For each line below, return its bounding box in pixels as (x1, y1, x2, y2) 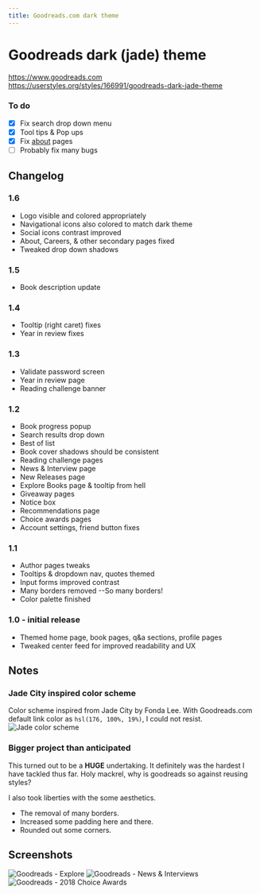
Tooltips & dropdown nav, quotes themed (19, 569, 155, 579)
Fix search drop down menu (19, 118, 112, 128)
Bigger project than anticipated (8, 742, 131, 753)
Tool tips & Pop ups (19, 127, 83, 137)
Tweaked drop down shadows (19, 244, 119, 254)
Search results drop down (19, 430, 105, 439)
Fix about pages (19, 136, 73, 145)
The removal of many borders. (19, 808, 119, 818)
